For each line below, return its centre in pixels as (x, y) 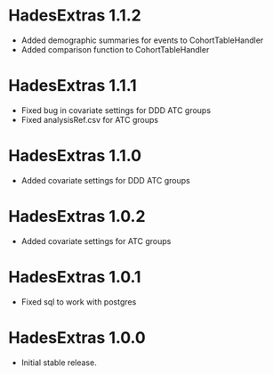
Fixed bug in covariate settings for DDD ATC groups (116, 110)
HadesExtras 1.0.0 (77, 337)
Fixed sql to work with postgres (79, 302)
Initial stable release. (59, 363)
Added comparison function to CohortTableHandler (115, 49)
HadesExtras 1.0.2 (77, 216)
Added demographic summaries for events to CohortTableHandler (142, 40)
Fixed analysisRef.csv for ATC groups (90, 119)
